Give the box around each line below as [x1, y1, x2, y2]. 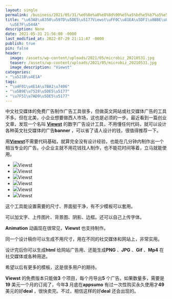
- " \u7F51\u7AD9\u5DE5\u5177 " [5, 94, 70, 99]
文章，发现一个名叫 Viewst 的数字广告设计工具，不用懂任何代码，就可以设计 [5, 121, 167, 127]
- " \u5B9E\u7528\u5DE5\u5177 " [5, 88, 70, 94]
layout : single [5, 7, 38, 13]
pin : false [5, 46, 29, 51]
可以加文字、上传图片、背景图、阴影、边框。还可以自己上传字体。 [5, 214, 144, 220]
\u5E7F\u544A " [10, 22, 40, 27]
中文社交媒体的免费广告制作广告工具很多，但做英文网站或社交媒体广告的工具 [5, 108, 167, 115]
